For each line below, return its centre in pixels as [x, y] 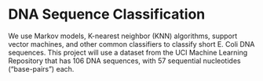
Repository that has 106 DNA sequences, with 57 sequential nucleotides [124, 61]
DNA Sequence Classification [107, 14]
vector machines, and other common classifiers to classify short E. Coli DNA [131, 44]
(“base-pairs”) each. [41, 69]
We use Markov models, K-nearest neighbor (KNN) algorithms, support [123, 36]
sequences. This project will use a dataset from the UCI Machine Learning [128, 52]
